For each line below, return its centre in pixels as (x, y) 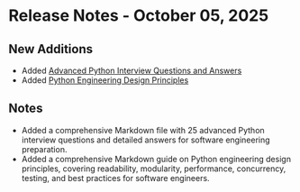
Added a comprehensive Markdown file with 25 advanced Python (143, 130)
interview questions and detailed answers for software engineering (146, 140)
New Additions (51, 49)
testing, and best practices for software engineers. (115, 178)
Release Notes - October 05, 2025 (139, 16)
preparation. (44, 149)
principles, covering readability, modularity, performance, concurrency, (154, 169)
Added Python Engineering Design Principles (105, 80)
